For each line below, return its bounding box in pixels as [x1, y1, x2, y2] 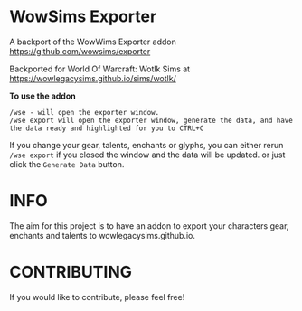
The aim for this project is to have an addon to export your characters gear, [9, 220, 289, 231]
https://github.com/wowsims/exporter [9, 45, 151, 56]
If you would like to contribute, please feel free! [9, 291, 185, 302]
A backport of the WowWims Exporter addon [9, 36, 176, 47]
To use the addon [9, 90, 76, 101]
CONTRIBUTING [9, 262, 133, 282]
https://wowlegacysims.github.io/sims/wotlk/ [9, 72, 176, 83]
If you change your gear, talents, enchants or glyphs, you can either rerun [9, 139, 284, 150]
